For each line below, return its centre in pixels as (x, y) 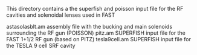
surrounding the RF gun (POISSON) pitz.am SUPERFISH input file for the (96, 33)
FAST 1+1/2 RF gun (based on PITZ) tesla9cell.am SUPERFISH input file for (99, 39)
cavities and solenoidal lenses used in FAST (61, 15)
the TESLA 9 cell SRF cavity (41, 45)
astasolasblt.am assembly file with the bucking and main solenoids (89, 27)
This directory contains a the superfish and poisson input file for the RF (95, 9)
